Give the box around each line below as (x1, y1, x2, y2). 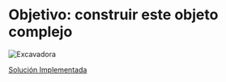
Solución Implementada (8, 64, 87, 74)
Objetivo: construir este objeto (8, 6, 219, 24)
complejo (8, 23, 73, 41)
